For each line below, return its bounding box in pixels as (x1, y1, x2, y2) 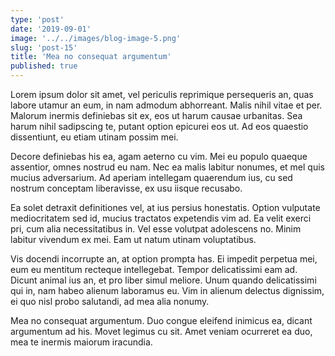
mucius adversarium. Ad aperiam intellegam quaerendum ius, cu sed (10, 172, 293, 183)
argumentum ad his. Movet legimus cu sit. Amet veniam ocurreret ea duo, (10, 326, 313, 337)
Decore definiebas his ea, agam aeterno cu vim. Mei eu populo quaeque (10, 151, 308, 162)
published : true (10, 61, 78, 71)
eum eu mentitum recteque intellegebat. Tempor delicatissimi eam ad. (10, 264, 298, 275)
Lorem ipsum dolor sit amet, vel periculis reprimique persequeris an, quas (10, 89, 314, 100)
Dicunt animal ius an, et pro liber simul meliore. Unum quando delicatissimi (10, 274, 317, 286)
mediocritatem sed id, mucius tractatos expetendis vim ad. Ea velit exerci (10, 212, 312, 224)
